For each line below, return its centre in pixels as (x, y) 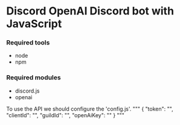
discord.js (27, 91)
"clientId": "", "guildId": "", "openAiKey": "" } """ (66, 115)
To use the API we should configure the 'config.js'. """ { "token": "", (90, 109)
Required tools (28, 43)
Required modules (34, 78)
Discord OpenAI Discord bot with (90, 11)
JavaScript (34, 24)
